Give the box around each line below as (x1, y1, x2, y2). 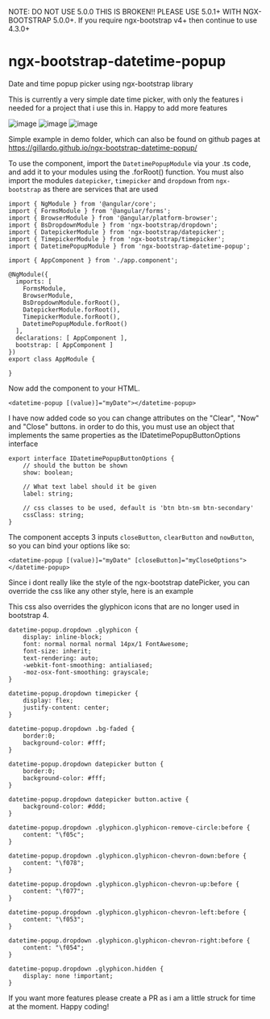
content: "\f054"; (23, 943, 85, 951)
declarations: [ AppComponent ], (15, 334, 128, 342)
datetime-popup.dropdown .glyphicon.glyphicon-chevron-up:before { (8, 879, 240, 888)
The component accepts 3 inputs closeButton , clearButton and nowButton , (8, 532, 255, 541)
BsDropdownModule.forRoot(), (23, 299, 121, 307)
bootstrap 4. (8, 610, 50, 620)
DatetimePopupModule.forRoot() (23, 319, 128, 328)
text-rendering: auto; (23, 654, 99, 662)
